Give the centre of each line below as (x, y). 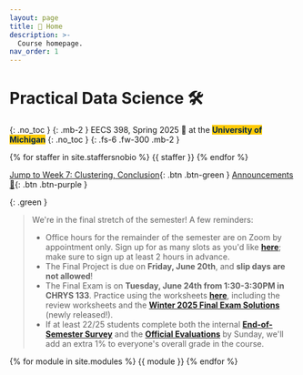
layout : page (34, 18)
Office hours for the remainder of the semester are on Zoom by (163, 238)
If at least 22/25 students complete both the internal (143, 325)
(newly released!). (79, 315)
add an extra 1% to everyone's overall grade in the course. (155, 344)
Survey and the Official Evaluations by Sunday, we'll (184, 334)
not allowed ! (69, 276)
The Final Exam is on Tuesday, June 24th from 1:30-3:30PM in (165, 286)
